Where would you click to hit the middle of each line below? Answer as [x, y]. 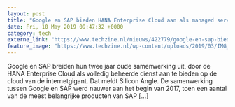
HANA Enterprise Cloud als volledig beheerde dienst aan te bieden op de [112, 73]
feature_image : [29, 46]
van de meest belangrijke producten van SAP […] [78, 96]
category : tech [29, 33]
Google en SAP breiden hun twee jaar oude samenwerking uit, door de [109, 66]
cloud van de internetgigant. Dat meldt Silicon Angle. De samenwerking [110, 81]
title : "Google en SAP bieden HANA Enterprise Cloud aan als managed [111, 20]
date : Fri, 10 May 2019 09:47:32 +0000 [65, 27]
